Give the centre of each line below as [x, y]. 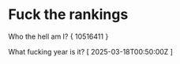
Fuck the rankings [68, 15]
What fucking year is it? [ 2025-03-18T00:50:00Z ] [91, 51]
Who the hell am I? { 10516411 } [58, 36]
